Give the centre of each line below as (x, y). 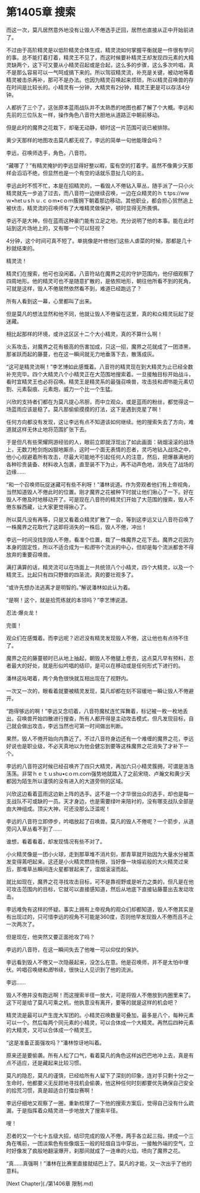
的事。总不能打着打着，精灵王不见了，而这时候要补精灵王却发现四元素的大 (97, 57)
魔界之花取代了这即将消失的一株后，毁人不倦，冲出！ (82, 527)
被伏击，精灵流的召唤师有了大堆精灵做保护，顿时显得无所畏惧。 (84, 208)
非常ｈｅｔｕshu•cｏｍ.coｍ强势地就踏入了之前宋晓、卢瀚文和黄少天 (106, 773)
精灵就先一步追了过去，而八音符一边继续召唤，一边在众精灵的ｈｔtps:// (93, 193)
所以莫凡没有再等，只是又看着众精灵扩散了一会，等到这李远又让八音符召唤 (97, 519)
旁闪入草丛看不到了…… (34, 829)
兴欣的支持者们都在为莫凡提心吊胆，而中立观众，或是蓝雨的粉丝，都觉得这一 (100, 402)
